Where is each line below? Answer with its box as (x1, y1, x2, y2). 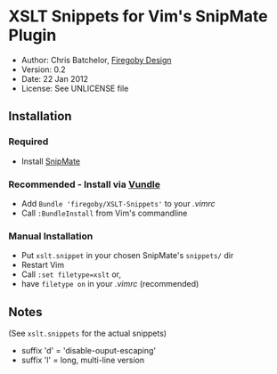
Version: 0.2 (20, 64, 66, 75)
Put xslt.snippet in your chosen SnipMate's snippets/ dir (20, 250, 234, 261)
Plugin (8, 25, 57, 45)
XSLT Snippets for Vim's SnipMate (8, 6, 268, 27)
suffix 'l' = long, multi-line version (20, 354, 144, 366)
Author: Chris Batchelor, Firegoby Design (20, 54, 172, 65)
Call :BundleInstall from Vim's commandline (20, 207, 188, 218)
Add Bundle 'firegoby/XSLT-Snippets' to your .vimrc (20, 198, 216, 208)
